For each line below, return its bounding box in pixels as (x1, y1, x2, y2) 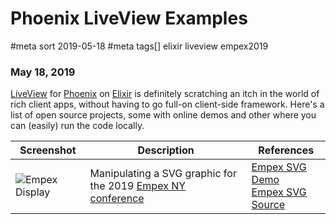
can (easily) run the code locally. (10, 120, 145, 132)
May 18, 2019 (10, 65, 76, 79)
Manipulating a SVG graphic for (89, 167, 237, 181)
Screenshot (19, 143, 77, 157)
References (258, 143, 315, 157)
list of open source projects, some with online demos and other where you (10, 109, 317, 121)
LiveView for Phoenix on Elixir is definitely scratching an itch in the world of (10, 88, 320, 100)
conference (89, 192, 145, 206)
